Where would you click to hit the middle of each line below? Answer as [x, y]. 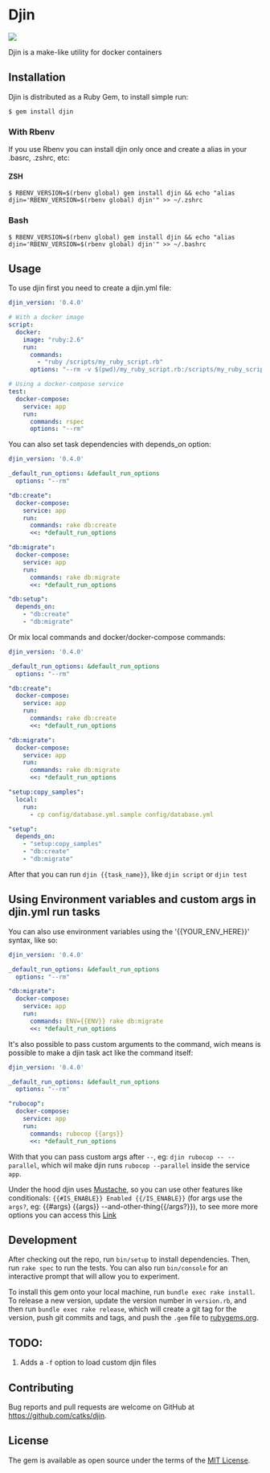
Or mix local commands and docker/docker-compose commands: [117, 637]
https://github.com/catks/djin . [57, 1415]
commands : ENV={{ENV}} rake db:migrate [96, 1021]
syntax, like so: [33, 940]
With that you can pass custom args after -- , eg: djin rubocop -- [117, 1156]
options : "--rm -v [60, 370]
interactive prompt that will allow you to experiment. [94, 1277]
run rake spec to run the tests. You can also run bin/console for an [118, 1268]
